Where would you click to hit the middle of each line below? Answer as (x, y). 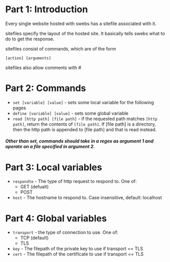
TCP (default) (34, 238)
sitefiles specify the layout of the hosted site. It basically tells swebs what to (85, 33)
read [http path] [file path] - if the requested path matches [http (85, 118)
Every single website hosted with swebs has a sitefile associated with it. (81, 23)
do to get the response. (30, 39)
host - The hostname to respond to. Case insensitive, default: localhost (87, 198)
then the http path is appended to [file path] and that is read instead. (84, 129)
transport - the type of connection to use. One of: (65, 232)
